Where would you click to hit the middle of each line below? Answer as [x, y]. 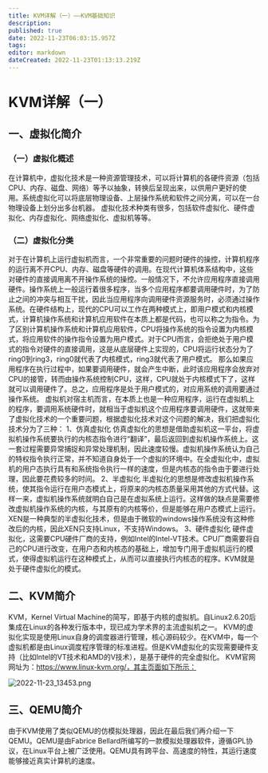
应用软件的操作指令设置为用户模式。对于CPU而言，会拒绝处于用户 [138, 339]
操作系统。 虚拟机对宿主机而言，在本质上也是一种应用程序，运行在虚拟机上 [132, 399]
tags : [17, 46]
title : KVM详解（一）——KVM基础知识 [62, 16]
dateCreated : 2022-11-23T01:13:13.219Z [75, 61]
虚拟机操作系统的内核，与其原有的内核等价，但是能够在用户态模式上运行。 [137, 509]
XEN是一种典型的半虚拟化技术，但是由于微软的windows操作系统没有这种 [128, 519]
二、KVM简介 [42, 596]
